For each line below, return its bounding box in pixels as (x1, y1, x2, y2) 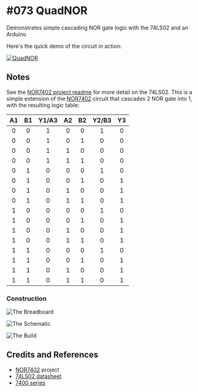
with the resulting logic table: (6, 101, 80, 109)
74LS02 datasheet (15, 372, 62, 380)
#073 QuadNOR (6, 4, 88, 18)
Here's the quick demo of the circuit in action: (6, 42, 122, 50)
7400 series (15, 379, 46, 386)
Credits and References (6, 350, 99, 360)
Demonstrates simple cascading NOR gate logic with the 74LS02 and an (6, 24, 189, 31)
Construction (6, 294, 47, 302)
